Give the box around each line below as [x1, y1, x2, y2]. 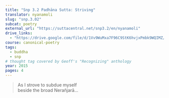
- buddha [10, 49, 28, 54]
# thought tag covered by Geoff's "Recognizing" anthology [5, 59, 132, 64]
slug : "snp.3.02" [5, 17, 42, 22]
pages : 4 [5, 68, 24, 73]
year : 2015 [5, 63, 28, 68]
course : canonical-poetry [5, 40, 59, 45]
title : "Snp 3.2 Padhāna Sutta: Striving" [5, 7, 96, 13]
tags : [5, 45, 17, 50]
